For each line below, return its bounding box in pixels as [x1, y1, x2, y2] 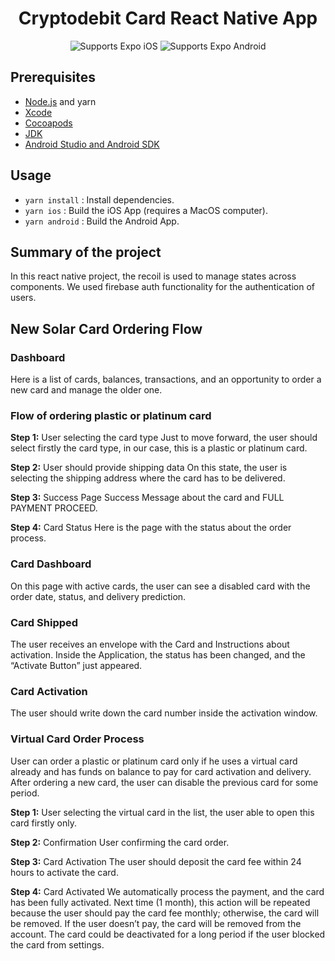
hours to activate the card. [10, 866, 119, 878]
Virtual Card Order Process [10, 732, 145, 746]
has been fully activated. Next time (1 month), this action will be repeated [10, 896, 311, 908]
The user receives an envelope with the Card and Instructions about [10, 638, 290, 650]
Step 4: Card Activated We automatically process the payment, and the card [10, 885, 325, 897]
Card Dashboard [10, 557, 92, 571]
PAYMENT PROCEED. [10, 502, 98, 514]
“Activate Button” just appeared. [10, 659, 143, 671]
